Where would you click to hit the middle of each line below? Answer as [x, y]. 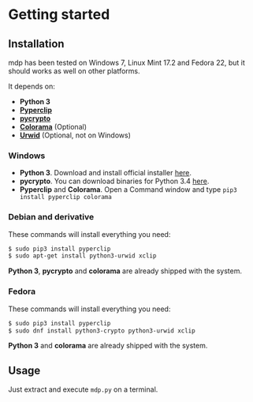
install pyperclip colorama [65, 197]
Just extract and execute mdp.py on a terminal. [83, 389]
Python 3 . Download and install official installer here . [105, 173]
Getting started [59, 15]
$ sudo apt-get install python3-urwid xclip [82, 256]
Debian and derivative [51, 217]
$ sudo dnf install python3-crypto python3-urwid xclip [102, 331]
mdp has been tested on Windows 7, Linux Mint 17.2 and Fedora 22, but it [127, 62]
